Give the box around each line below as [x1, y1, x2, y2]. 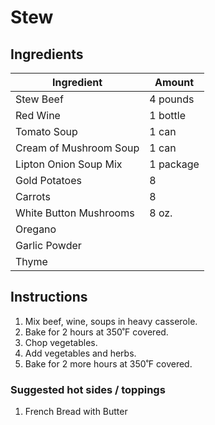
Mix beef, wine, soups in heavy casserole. [24, 315, 198, 327]
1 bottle [149, 109, 186, 122]
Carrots [15, 190, 51, 203]
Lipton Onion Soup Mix [15, 157, 123, 171]
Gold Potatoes [15, 174, 82, 187]
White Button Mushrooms [15, 206, 135, 220]
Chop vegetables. [24, 336, 98, 348]
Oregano [15, 222, 57, 236]
